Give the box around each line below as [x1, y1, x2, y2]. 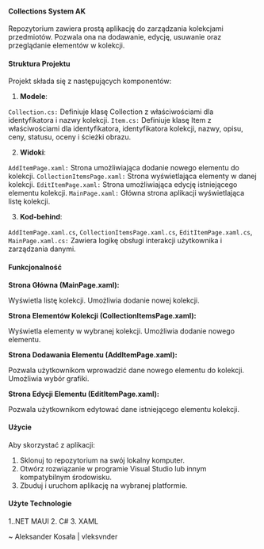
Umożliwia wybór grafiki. [8, 373, 90, 383]
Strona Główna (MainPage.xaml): [8, 280, 120, 289]
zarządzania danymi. [8, 244, 77, 254]
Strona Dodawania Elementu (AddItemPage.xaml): [8, 349, 178, 360]
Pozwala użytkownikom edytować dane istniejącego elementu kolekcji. [8, 404, 240, 414]
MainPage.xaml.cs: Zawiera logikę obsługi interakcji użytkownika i [8, 236, 223, 246]
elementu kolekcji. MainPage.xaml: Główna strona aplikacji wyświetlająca [8, 189, 245, 198]
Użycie [8, 422, 32, 432]
